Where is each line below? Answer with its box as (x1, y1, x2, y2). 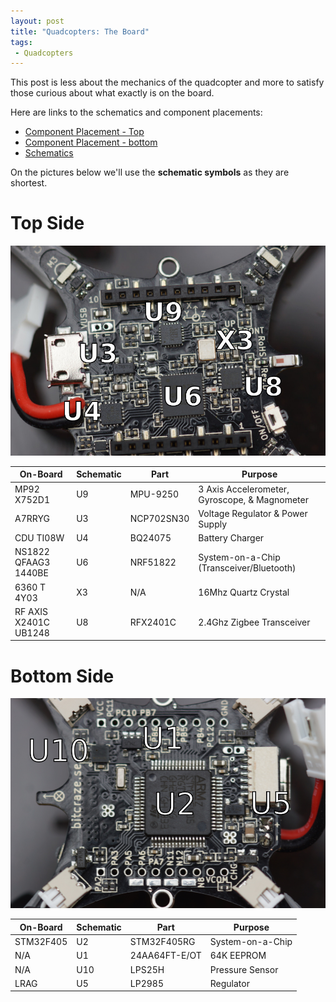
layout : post (10, 16, 65, 26)
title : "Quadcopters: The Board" (10, 26, 150, 37)
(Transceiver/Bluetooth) (198, 561, 297, 574)
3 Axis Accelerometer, (198, 483, 290, 495)
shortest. (10, 177, 48, 189)
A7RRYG (14, 513, 50, 525)
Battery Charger (198, 532, 265, 544)
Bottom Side (10, 665, 115, 687)
